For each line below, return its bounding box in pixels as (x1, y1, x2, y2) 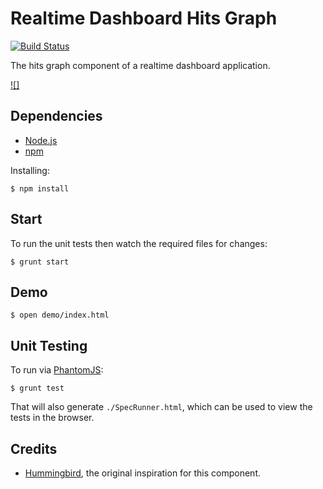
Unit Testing (10, 337, 88, 354)
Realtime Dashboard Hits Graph (10, 7, 278, 30)
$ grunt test (10, 383, 65, 394)
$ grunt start (10, 257, 70, 267)
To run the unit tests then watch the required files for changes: (10, 237, 268, 249)
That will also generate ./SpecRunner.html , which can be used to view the (10, 401, 313, 413)
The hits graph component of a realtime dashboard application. (10, 59, 271, 71)
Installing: (10, 164, 50, 176)
